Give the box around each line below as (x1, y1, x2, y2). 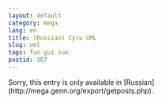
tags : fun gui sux (8, 48, 69, 56)
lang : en (8, 26, 37, 34)
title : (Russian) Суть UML (8, 33, 97, 42)
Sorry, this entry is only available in (8, 77, 122, 87)
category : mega (8, 19, 58, 27)
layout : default (8, 11, 62, 20)
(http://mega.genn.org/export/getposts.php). (8, 86, 154, 95)
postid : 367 (8, 56, 47, 64)
